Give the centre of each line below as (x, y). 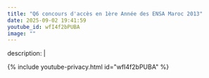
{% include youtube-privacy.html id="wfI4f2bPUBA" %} (88, 67)
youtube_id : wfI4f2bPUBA (44, 27)
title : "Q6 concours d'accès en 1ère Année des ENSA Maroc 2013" (105, 14)
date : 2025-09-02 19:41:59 (47, 20)
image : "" (22, 33)
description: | (26, 53)
